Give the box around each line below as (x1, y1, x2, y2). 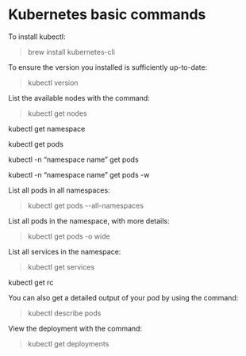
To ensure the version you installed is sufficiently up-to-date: (8, 62, 208, 72)
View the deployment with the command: (8, 323, 143, 333)
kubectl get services (27, 262, 95, 271)
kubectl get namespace (8, 124, 86, 133)
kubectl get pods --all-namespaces (27, 201, 144, 210)
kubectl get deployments (27, 339, 110, 348)
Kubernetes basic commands (8, 6, 206, 24)
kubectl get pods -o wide (27, 232, 110, 241)
